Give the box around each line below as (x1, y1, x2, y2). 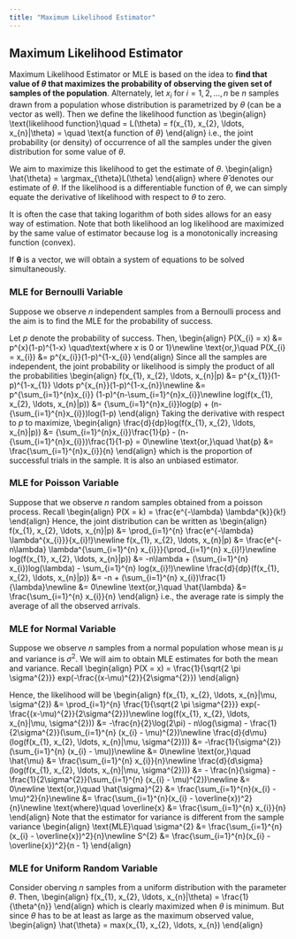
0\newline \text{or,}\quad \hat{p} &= (142, 435, 274, 447)
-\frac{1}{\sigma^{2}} (204, 736, 281, 747)
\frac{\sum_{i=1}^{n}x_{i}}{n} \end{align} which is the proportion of (9, 445, 254, 456)
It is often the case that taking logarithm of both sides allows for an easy (9, 209, 272, 219)
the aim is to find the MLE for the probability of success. (9, 315, 214, 326)
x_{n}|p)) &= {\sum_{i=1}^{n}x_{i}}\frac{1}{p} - (9, 427, 177, 437)
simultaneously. (9, 264, 66, 274)
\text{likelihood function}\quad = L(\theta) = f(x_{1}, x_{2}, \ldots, (9, 119, 245, 129)
